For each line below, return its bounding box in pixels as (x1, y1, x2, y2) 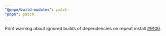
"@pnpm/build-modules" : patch (4, 7, 68, 12)
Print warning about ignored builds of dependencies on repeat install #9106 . (4, 25, 161, 31)
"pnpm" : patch (4, 12, 34, 17)
